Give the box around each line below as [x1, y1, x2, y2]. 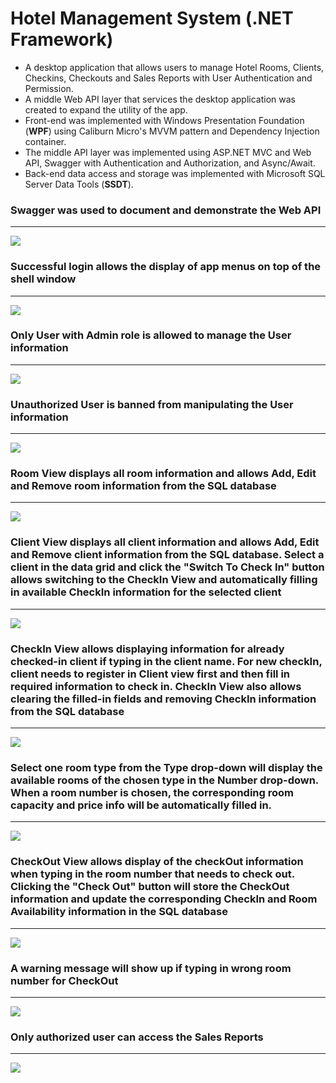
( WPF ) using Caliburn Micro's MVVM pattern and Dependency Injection [24, 125, 320, 137]
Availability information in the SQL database [10, 905, 228, 919]
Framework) [10, 28, 114, 51]
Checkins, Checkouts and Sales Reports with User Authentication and [24, 72, 313, 84]
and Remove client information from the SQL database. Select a [10, 548, 325, 562]
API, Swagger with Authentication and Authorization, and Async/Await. [24, 157, 316, 169]
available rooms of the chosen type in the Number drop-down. [10, 773, 319, 787]
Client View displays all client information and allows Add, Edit [10, 535, 320, 549]
